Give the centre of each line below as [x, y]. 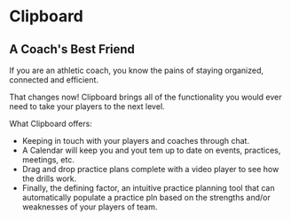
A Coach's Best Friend [72, 49]
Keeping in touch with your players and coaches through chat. [136, 141]
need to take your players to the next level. [87, 107]
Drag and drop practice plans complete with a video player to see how [150, 169]
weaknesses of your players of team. [90, 207]
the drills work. [49, 178]
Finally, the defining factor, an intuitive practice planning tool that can [148, 188]
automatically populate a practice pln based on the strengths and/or [146, 197]
